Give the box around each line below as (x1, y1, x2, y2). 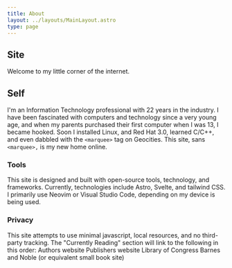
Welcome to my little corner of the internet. (7, 67, 130, 76)
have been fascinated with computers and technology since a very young (7, 113, 217, 122)
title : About (7, 10, 45, 17)
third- (202, 231, 218, 240)
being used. (7, 198, 42, 206)
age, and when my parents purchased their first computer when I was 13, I (7, 121, 219, 128)
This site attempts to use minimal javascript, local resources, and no (7, 231, 201, 240)
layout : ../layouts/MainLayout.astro (7, 17, 116, 24)
